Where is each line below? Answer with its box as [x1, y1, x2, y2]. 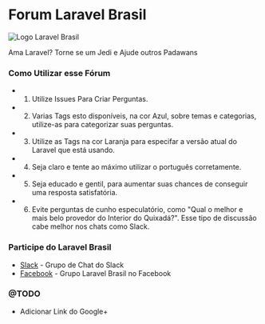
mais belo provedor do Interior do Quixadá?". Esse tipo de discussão [31, 214, 257, 223]
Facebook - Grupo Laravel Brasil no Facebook [19, 268, 172, 278]
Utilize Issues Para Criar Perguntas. [31, 94, 148, 104]
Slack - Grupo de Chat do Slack [19, 260, 125, 270]
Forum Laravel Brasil [8, 6, 147, 24]
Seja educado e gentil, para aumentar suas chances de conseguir [31, 179, 248, 189]
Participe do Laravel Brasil [8, 242, 112, 253]
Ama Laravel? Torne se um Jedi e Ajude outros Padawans [8, 47, 198, 57]
